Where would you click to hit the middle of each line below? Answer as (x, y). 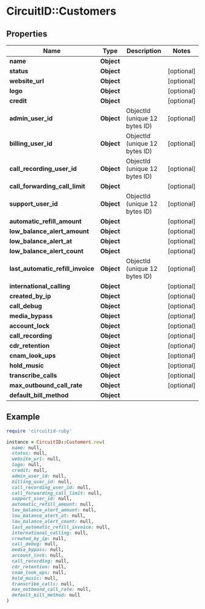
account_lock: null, (38, 556)
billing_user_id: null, (42, 481)
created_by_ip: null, (39, 538)
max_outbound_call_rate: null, (52, 589)
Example (23, 417)
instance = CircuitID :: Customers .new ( (56, 442)
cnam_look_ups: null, (39, 572)
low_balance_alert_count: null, (53, 521)
